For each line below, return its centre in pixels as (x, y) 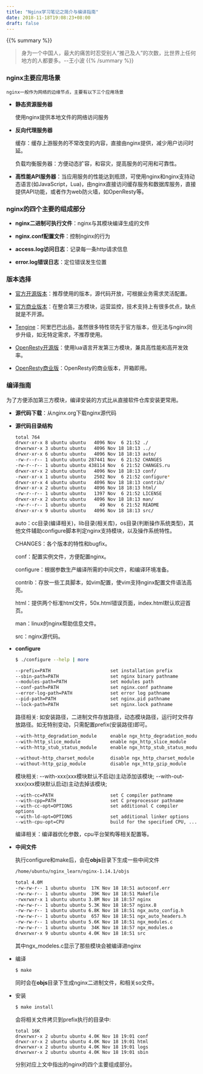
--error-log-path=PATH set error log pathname (92, 693)
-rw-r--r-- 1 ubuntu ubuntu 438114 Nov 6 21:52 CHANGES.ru (92, 465)
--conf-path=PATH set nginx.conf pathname (94, 688)
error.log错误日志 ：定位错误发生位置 (61, 262)
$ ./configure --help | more (52, 660)
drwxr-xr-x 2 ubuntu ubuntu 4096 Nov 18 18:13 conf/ (86, 471)
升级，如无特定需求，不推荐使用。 (63, 334)
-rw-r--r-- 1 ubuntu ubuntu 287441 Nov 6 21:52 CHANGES (88, 460)
